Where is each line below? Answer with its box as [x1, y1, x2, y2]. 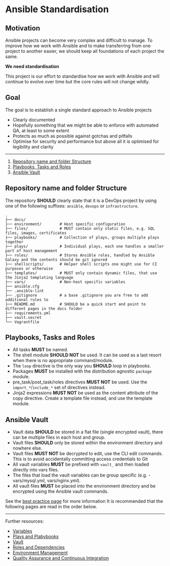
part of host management [5, 248, 58, 253]
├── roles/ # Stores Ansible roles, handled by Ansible [5, 253, 155, 258]
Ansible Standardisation [5, 4, 109, 15]
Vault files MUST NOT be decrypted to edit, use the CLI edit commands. [12, 451, 163, 457]
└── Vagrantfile [5, 319, 39, 324]
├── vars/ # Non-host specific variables [5, 279, 125, 284]
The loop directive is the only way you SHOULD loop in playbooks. [12, 363, 151, 369]
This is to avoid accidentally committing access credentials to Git [12, 456, 148, 462]
